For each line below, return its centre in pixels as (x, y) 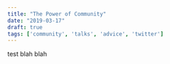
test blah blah (27, 54)
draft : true (25, 27)
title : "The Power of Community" (57, 14)
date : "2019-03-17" (36, 21)
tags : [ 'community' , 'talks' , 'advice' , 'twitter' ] (85, 34)
